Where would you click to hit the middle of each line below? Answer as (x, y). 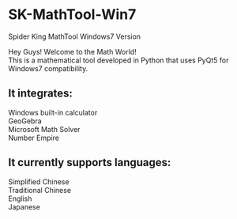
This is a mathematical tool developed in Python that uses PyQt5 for (118, 60)
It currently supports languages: (90, 162)
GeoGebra (25, 121)
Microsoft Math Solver (44, 129)
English (20, 198)
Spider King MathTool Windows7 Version (74, 36)
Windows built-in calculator (53, 112)
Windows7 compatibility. (48, 68)
